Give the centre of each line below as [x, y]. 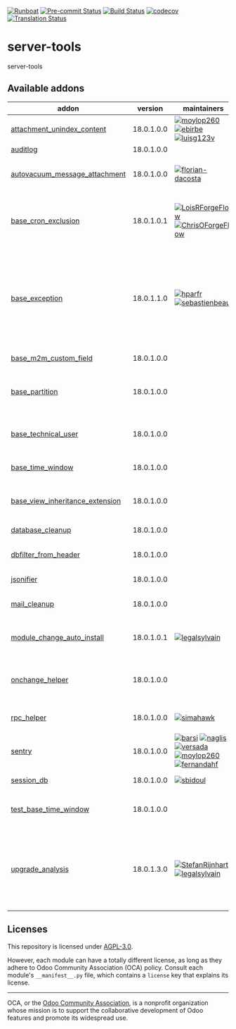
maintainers [203, 108]
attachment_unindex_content [59, 129]
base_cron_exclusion [45, 221]
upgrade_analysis [40, 869]
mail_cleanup [33, 604]
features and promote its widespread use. [68, 1018]
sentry [21, 751]
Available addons [46, 88]
